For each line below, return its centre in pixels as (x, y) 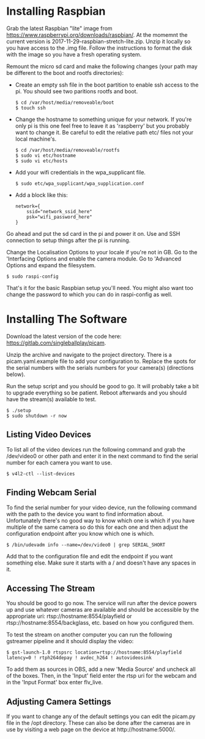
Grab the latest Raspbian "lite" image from (59, 28)
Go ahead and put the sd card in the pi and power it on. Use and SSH (93, 233)
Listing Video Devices (49, 435)
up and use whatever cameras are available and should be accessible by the (102, 610)
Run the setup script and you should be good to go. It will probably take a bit (102, 386)
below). (16, 374)
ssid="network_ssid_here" (60, 211)
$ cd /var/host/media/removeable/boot (65, 103)
